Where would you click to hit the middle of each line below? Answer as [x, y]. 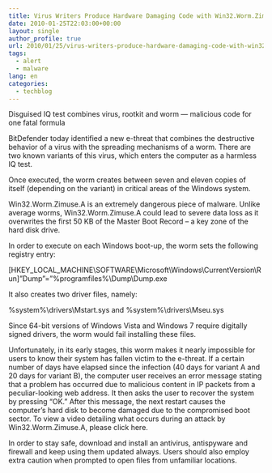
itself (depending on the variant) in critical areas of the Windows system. [130, 189]
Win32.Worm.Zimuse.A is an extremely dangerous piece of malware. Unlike [134, 204]
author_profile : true [45, 38]
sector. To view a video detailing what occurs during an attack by [117, 419]
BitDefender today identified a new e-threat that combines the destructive [132, 138]
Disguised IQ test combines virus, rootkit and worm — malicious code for [130, 114]
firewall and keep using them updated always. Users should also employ [129, 452]
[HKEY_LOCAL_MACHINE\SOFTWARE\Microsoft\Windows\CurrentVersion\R [135, 270]
